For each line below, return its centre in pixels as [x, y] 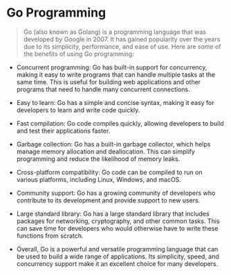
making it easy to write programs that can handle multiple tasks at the [116, 75]
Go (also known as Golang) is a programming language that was [115, 32]
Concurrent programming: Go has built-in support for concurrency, [112, 67]
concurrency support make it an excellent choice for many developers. [117, 263]
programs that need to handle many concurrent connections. [103, 89]
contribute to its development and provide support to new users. [108, 200]
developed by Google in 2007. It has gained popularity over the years [122, 39]
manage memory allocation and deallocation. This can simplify [105, 151]
